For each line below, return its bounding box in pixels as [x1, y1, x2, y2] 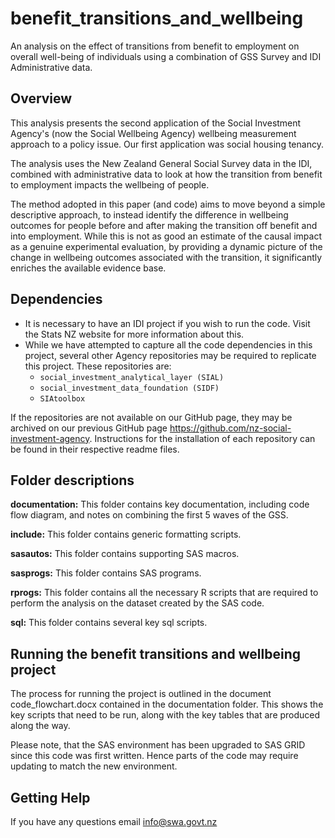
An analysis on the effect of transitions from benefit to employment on [10, 40, 300, 52]
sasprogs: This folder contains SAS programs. [10, 567, 202, 579]
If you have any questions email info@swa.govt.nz [10, 816, 218, 827]
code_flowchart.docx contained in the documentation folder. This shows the [10, 698, 324, 711]
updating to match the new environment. [10, 760, 178, 772]
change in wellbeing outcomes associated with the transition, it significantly [10, 251, 323, 263]
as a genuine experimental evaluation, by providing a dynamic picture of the [10, 240, 323, 252]
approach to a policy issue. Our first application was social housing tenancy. [10, 138, 324, 150]
